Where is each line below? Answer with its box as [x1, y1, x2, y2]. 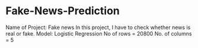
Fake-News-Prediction [5, 4, 120, 18]
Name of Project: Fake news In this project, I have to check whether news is [5, 24, 191, 31]
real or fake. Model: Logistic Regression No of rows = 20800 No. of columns [5, 30, 192, 37]
